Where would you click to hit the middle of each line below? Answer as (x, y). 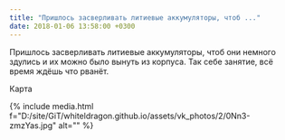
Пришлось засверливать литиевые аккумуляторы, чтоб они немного (142, 51)
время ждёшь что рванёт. (59, 71)
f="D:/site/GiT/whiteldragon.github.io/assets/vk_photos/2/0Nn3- (130, 116)
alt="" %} (76, 125)
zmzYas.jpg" (33, 125)
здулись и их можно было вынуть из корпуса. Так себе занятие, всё (142, 61)
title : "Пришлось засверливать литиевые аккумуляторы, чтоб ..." (135, 18)
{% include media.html (52, 106)
